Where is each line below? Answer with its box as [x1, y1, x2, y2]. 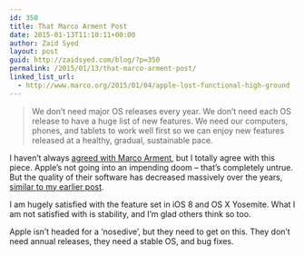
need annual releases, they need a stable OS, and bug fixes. [9, 235, 234, 246]
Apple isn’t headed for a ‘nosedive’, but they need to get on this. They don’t [9, 226, 290, 237]
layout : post [9, 47, 59, 56]
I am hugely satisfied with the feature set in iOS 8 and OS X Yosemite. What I [9, 199, 296, 210]
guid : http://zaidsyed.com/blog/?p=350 [9, 55, 161, 64]
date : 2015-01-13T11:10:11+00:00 [9, 30, 136, 39]
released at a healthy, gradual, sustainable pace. [31, 134, 213, 145]
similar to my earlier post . [9, 181, 104, 192]
